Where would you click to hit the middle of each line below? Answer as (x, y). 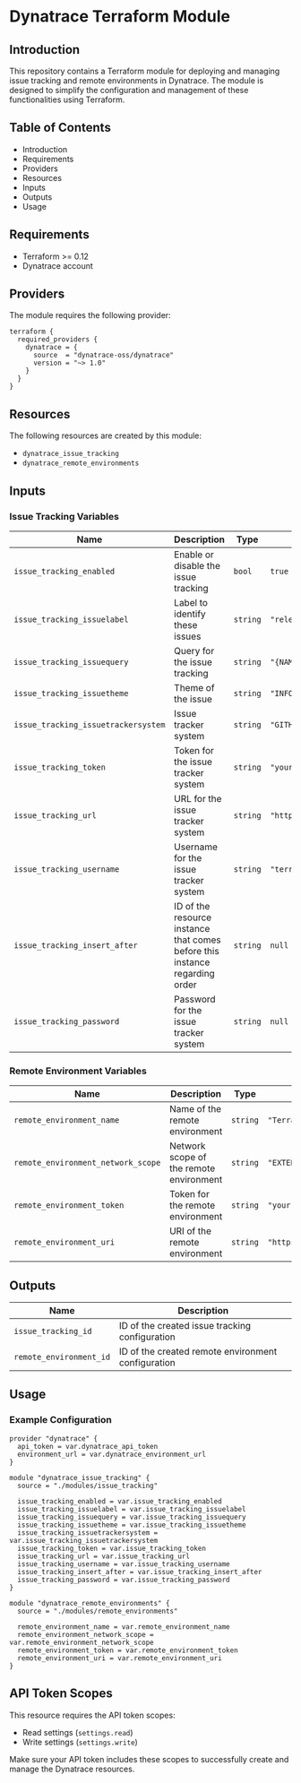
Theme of (194, 687)
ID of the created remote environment (198, 1352)
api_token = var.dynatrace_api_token (88, 1446)
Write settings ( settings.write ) (80, 1742)
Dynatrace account (58, 265)
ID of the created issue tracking (185, 1326)
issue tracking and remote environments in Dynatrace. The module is (137, 81)
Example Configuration (60, 1420)
